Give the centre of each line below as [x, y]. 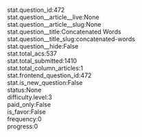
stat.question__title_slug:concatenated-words [71, 39]
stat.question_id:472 [36, 10]
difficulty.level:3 [30, 97]
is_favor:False [26, 112]
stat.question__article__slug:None [54, 24]
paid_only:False [29, 104]
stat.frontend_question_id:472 [49, 75]
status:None [24, 90]
